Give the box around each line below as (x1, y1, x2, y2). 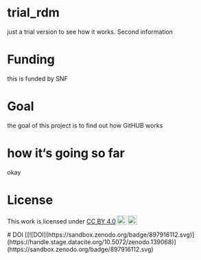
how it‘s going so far (7, 146, 125, 161)
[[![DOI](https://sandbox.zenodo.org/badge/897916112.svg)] (25, 230, 195, 239)
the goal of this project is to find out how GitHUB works (7, 121, 163, 129)
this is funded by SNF (7, 74, 69, 83)
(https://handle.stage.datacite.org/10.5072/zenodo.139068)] (7, 237, 176, 246)
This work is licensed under (7, 217, 86, 225)
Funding (7, 52, 55, 67)
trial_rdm (7, 5, 60, 21)
